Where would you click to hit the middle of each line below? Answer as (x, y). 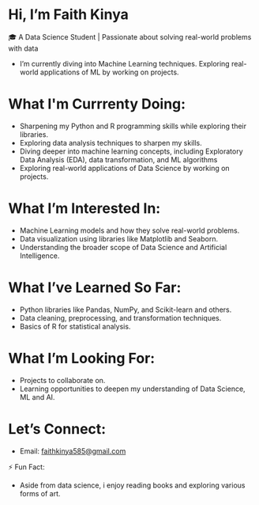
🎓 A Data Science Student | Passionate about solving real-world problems (130, 36)
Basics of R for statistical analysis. (75, 326)
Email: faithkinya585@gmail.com (73, 451)
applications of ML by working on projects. (109, 72)
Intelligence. (39, 256)
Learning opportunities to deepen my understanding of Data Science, (133, 389)
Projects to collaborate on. (62, 380)
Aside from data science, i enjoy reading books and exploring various (132, 485)
